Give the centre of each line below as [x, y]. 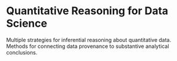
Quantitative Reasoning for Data [87, 11]
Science [27, 23]
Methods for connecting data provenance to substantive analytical [88, 46]
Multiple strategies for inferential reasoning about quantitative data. [89, 40]
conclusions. [22, 52]
